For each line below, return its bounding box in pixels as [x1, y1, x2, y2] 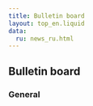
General [8, 88, 40, 100]
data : [8, 27, 27, 35]
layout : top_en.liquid [8, 19, 85, 28]
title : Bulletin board [8, 11, 85, 20]
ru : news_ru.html [15, 34, 74, 43]
